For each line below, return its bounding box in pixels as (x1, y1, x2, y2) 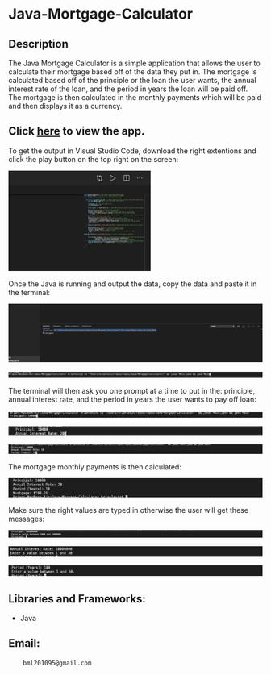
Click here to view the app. (8, 124, 145, 138)
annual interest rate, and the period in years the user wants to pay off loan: (8, 394, 256, 404)
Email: (8, 636, 40, 650)
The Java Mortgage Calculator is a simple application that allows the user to (8, 58, 261, 68)
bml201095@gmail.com (23, 659, 92, 667)
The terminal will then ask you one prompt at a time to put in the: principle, (8, 386, 256, 396)
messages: (8, 514, 45, 524)
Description (8, 37, 69, 51)
